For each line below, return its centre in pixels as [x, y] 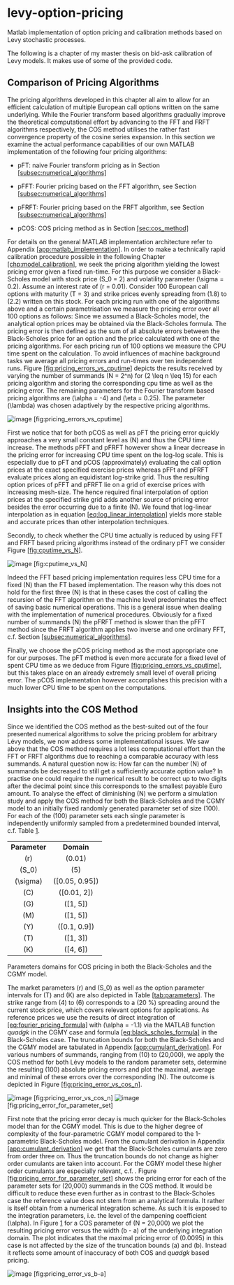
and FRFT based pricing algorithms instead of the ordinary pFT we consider [116, 542]
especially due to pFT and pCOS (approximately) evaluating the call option [114, 462]
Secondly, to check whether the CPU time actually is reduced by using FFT [115, 535]
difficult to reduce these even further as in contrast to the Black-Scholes [111, 1193]
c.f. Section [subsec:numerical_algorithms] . [70, 637]
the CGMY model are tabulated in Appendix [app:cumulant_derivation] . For [115, 1047]
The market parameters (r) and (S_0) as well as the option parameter [106, 988]
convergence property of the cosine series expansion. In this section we [111, 136]
